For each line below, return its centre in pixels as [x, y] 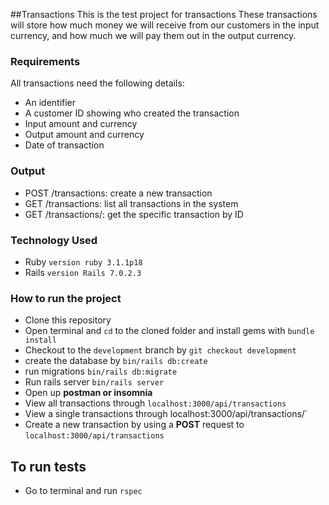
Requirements [45, 61]
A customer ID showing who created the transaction [132, 113]
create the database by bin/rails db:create [116, 361]
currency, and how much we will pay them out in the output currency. [153, 35]
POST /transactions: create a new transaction [118, 193]
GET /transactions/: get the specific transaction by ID [134, 214]
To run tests [48, 466]
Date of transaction [64, 145]
